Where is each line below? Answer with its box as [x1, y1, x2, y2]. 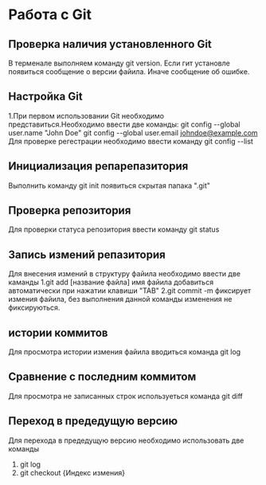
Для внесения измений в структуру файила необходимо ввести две [8, 269, 241, 279]
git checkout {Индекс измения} [19, 467, 126, 477]
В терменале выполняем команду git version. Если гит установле [8, 58, 231, 68]
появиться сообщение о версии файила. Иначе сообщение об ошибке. [8, 67, 250, 76]
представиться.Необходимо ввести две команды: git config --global [8, 119, 241, 129]
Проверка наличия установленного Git [8, 37, 213, 51]
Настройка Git [8, 90, 83, 104]
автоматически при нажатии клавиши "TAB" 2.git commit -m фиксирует [8, 286, 252, 295]
